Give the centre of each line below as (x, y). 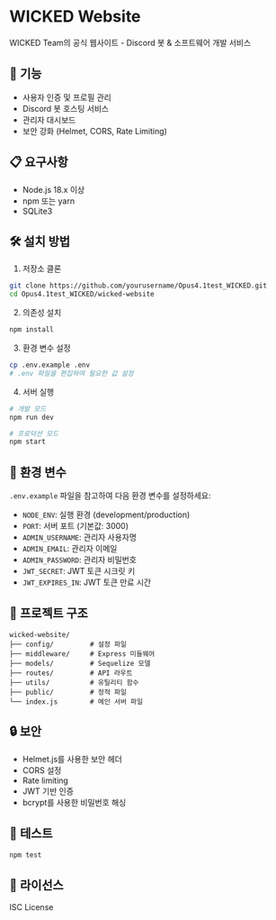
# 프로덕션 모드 (34, 433)
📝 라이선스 (37, 885)
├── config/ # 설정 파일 (68, 644)
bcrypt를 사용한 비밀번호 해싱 (74, 802)
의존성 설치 (42, 313)
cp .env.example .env (50, 365)
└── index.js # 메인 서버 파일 (76, 701)
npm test (26, 855)
